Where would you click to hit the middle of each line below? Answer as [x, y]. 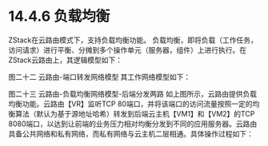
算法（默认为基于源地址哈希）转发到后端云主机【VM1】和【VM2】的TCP [135, 113]
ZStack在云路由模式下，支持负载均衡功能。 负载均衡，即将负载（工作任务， [133, 40]
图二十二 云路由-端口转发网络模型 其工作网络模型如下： [100, 77]
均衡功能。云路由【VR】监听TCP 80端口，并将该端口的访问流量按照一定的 [130, 104]
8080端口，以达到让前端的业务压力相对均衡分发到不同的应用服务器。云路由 [133, 124]
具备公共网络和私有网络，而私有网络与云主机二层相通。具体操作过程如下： [131, 133]
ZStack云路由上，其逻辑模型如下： [65, 60]
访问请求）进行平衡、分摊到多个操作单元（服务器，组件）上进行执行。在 [127, 49]
